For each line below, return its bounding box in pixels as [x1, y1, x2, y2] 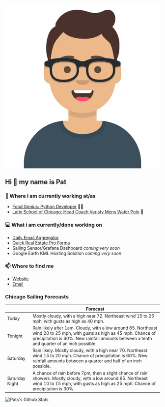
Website [12, 276, 29, 282]
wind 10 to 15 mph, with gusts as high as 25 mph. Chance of [32, 380, 156, 386]
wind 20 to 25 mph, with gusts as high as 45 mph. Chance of [32, 330, 156, 336]
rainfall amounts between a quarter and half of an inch [32, 358, 142, 364]
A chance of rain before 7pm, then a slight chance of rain [32, 370, 148, 376]
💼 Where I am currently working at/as [5, 192, 96, 199]
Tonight [7, 333, 23, 339]
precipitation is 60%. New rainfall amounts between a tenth [32, 336, 152, 342]
